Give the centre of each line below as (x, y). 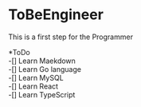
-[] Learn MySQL (36, 77)
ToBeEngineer (56, 15)
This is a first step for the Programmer (71, 37)
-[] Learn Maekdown (42, 61)
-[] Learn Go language (45, 69)
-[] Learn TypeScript (42, 94)
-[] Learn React (33, 86)
